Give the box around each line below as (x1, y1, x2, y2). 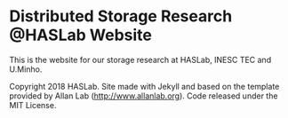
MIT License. (9, 99, 57, 110)
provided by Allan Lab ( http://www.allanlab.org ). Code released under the (9, 90, 278, 101)
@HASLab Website (9, 25, 153, 45)
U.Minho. (9, 64, 43, 75)
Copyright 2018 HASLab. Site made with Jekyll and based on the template (9, 81, 280, 91)
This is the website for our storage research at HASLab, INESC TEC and (9, 54, 272, 65)
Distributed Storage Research (9, 6, 233, 27)
